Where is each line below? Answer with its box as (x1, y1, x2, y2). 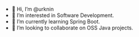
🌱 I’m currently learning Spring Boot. (11, 18, 100, 25)
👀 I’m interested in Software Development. (11, 12, 114, 19)
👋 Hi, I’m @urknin (11, 6, 54, 12)
